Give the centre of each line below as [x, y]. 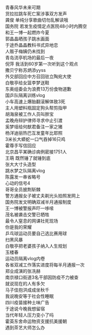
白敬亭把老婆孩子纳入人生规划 [36, 246]
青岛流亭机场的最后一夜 [29, 58]
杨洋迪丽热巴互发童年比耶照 [34, 133]
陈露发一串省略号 [23, 177]
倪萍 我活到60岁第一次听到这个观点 [42, 64]
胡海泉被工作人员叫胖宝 [29, 114]
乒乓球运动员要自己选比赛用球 [36, 233]
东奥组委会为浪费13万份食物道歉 [38, 89]
